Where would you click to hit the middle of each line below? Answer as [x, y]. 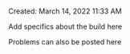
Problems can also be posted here [65, 42]
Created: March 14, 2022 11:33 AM [65, 11]
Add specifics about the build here [65, 27]
